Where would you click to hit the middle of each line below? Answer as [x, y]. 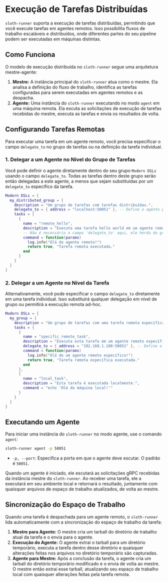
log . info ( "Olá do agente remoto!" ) [64, 242]
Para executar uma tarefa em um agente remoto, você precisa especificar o [83, 141]
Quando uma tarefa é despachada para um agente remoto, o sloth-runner [82, 516]
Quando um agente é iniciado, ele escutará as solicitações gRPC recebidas [82, 473]
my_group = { [23, 318]
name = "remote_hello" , [48, 223]
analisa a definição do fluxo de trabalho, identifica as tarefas [75, 87]
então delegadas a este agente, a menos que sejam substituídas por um [79, 181]
